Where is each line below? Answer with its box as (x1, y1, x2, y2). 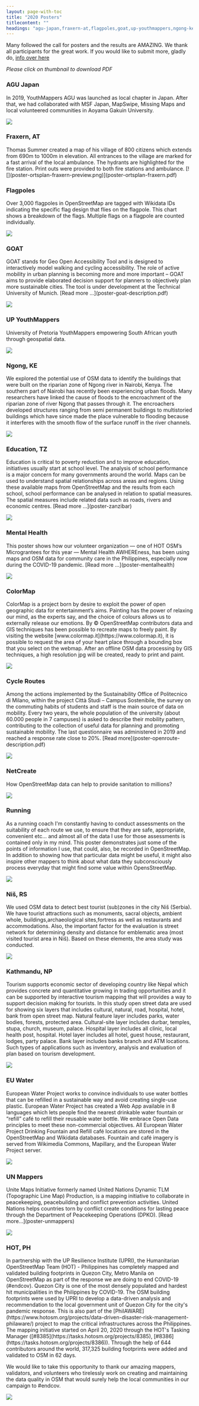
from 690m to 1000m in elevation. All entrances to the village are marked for (6, 152, 192, 159)
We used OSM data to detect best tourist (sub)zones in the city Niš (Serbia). (6, 903, 192, 911)
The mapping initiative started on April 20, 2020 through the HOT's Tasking (6, 1326, 190, 1334)
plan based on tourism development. (6, 1050, 96, 1057)
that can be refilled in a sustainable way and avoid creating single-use (6, 1096, 177, 1103)
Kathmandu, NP (6, 968, 53, 976)
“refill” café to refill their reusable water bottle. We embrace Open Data (6, 1115, 179, 1122)
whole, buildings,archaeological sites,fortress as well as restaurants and (6, 916, 182, 924)
